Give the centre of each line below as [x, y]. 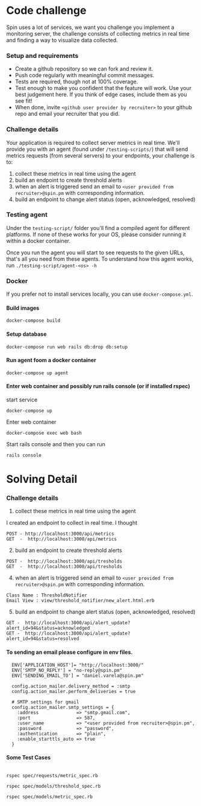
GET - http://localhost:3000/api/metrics [62, 539]
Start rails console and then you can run [56, 444]
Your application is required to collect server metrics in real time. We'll [93, 142]
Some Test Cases [29, 758]
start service [22, 400]
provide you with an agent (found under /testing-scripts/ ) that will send [97, 149]
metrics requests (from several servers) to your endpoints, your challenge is [100, 155]
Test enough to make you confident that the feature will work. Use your [103, 88]
